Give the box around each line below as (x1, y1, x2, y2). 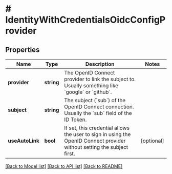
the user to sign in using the (63, 131, 131, 138)
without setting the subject (63, 144, 128, 150)
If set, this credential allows (63, 124, 130, 131)
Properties (5, 45, 40, 54)
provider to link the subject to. (63, 75, 136, 83)
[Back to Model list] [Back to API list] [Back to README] (5, 163, 123, 169)
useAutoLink (8, 137, 39, 144)
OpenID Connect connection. (63, 103, 134, 110)
